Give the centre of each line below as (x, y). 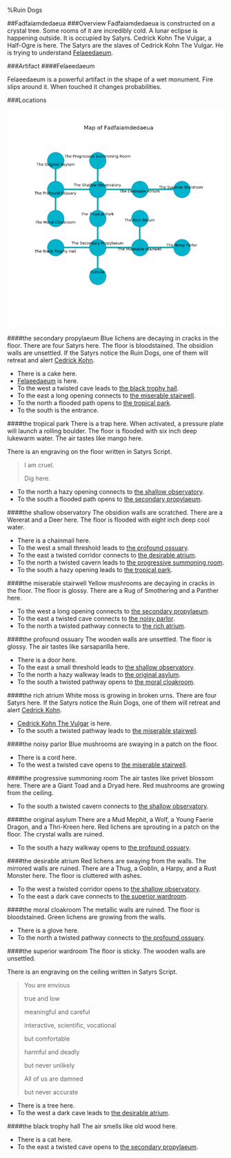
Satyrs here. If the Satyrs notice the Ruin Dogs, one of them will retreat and (114, 703)
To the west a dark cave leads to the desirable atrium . (93, 1113)
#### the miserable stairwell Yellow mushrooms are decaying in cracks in (111, 583)
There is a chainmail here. (54, 540)
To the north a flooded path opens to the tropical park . (94, 403)
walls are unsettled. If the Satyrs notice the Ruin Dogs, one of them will (108, 353)
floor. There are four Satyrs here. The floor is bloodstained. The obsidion (110, 345)
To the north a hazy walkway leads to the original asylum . (99, 675)
